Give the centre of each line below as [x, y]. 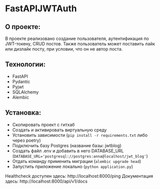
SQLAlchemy [25, 92]
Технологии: [25, 64]
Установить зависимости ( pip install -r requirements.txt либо [80, 135]
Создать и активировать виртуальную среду [59, 130]
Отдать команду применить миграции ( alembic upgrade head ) [77, 161]
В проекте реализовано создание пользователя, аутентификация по [77, 38]
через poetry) [26, 140]
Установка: [23, 113]
